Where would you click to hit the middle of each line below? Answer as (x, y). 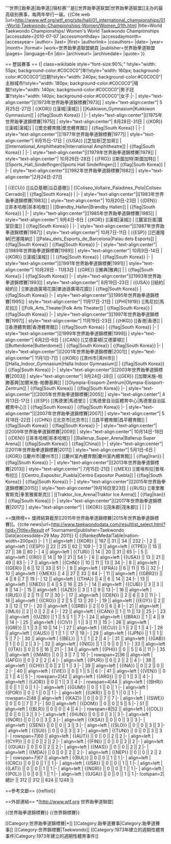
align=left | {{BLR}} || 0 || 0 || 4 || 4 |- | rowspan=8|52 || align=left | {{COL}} (84, 709)
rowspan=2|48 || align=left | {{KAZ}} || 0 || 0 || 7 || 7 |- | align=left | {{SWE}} (85, 698)
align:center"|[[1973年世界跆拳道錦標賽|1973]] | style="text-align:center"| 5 (84, 102)
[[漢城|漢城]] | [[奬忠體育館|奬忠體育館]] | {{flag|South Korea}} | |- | (75, 128)
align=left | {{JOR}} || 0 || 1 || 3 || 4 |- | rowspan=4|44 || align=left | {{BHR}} (84, 682)
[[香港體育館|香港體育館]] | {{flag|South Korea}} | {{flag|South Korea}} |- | (82, 327)
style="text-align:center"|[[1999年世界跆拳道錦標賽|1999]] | (67, 333)
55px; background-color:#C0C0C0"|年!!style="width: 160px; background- (83, 70)
